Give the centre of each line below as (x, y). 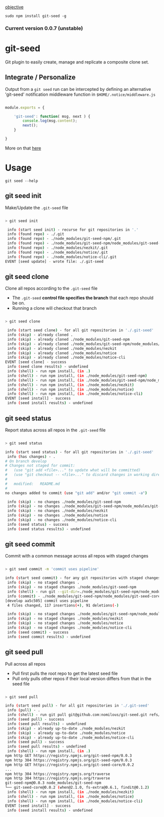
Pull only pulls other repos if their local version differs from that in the (82, 678)
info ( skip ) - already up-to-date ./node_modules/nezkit (66, 728)
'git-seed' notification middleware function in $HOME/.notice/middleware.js (80, 94)
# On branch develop (26, 461)
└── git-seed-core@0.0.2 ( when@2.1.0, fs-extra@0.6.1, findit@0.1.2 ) (77, 788)
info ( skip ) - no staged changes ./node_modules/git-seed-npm (72, 587)
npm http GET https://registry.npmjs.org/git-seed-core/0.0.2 (70, 765)
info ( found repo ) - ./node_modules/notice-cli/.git (62, 257)
